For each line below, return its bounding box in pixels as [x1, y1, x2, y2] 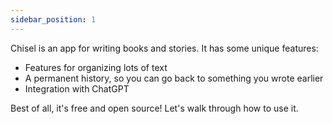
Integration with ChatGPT [24, 82, 130, 95]
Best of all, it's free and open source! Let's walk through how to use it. [10, 102, 299, 114]
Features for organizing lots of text [24, 61, 168, 73]
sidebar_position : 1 [10, 14, 97, 25]
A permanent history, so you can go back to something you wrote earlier [24, 72, 324, 84]
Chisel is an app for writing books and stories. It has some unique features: [10, 42, 319, 54]
